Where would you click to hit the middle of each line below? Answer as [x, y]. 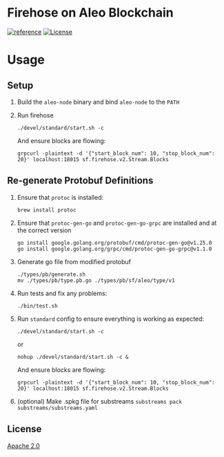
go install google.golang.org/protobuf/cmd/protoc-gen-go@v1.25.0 [114, 243]
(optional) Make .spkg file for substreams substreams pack [100, 401]
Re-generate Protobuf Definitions [80, 181]
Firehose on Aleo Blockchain [90, 13]
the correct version [44, 230]
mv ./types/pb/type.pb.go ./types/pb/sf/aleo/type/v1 [96, 280]
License [24, 429]
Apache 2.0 [23, 446]
